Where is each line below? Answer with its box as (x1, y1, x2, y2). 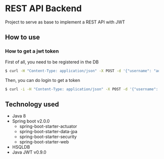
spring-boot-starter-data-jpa (19, 129, 78, 135)
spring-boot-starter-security (19, 134, 77, 139)
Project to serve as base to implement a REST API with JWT (5, 19, 125, 25)
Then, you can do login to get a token (5, 77, 81, 83)
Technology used (5, 100, 60, 108)
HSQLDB (12, 144, 30, 150)
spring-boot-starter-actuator (19, 123, 77, 129)
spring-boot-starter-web (19, 139, 69, 145)
